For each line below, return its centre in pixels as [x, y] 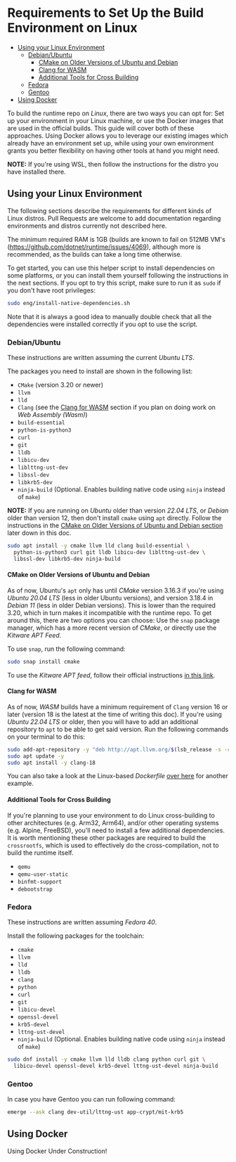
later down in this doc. [39, 533]
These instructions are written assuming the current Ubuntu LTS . [101, 357]
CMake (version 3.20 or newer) [60, 385]
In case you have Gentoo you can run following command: [91, 1099]
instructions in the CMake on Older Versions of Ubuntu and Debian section [115, 525]
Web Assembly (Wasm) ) [52, 414]
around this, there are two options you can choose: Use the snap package [113, 620]
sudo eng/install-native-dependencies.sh [69, 303]
